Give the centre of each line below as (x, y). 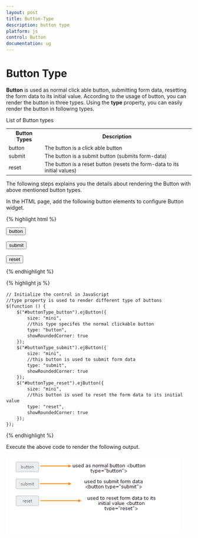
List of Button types (30, 120)
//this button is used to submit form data (81, 359)
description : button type (38, 25)
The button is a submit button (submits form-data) (105, 156)
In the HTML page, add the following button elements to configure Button (95, 201)
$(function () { (26, 306)
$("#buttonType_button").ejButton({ (62, 312)
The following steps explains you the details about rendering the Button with (99, 184)
